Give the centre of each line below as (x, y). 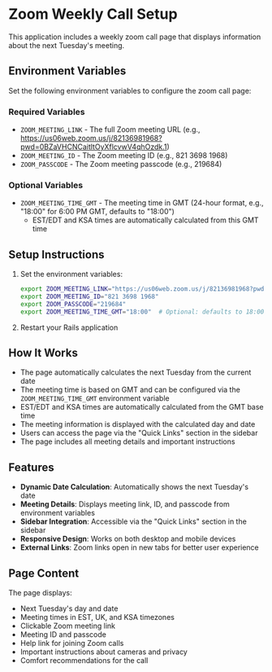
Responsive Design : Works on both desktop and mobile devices (128, 539)
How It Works (43, 353)
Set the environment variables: (71, 275)
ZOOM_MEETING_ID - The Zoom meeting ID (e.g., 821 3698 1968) (124, 156)
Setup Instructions (56, 255)
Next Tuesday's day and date (69, 608)
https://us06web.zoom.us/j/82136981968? (91, 138)
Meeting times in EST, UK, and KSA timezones (97, 617)
